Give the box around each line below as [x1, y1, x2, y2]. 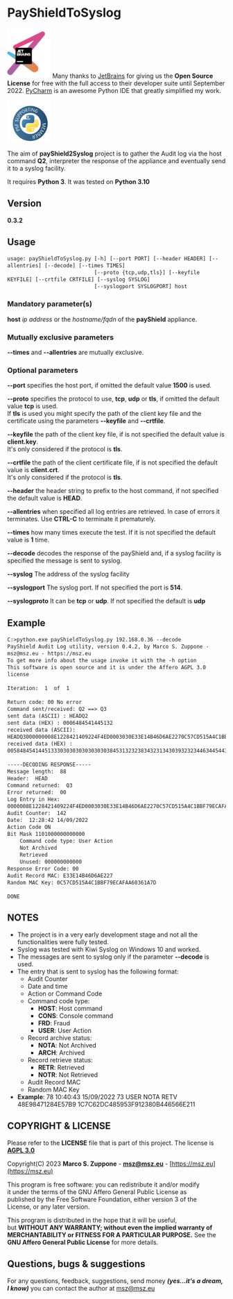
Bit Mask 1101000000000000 [7, 831, 85, 838]
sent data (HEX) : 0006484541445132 [7, 720, 113, 727]
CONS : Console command [37, 1012, 114, 1020]
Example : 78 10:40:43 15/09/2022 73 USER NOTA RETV [17, 1092, 178, 1101]
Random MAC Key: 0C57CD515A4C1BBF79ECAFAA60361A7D [7, 880, 157, 887]
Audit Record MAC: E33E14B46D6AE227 [7, 873, 113, 880]
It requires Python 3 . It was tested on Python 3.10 [7, 177, 150, 185]
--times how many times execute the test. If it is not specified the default [7, 528, 216, 537]
